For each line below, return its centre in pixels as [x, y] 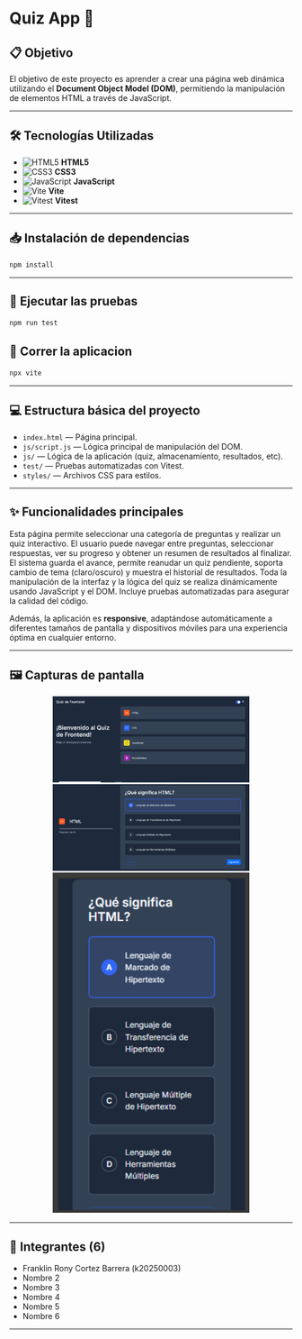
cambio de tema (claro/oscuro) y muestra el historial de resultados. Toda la [148, 572]
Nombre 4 [41, 1298]
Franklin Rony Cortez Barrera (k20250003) [102, 1269]
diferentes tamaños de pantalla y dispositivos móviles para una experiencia [148, 628]
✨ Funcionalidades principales [97, 512]
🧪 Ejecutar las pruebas [74, 301]
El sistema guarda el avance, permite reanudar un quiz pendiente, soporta [146, 562]
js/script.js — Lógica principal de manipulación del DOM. [132, 446]
